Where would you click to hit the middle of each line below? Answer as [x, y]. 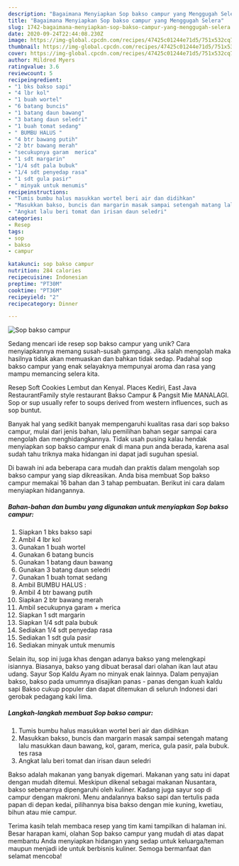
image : [18, 40]
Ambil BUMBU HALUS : [52, 585]
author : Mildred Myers [41, 60]
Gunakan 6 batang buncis [56, 555]
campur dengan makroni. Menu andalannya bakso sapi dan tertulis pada [113, 797]
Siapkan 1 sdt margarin [52, 615]
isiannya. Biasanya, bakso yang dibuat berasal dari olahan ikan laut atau [113, 667]
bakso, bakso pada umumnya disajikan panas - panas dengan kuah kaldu [115, 682]
